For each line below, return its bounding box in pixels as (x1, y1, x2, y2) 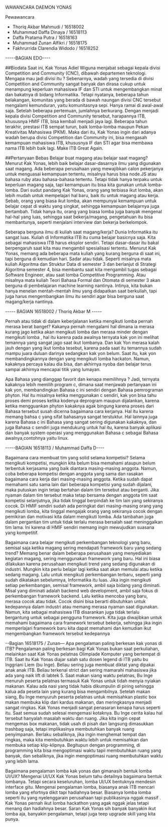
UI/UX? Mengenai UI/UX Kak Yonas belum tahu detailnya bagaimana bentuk (5, 774, 162, 779)
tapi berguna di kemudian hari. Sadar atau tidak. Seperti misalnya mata (5, 256, 151, 262)
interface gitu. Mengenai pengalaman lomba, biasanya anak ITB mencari (5, 784, 155, 790)
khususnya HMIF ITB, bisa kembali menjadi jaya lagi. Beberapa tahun (5, 119, 147, 124)
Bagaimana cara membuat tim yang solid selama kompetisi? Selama (5, 455, 145, 460)
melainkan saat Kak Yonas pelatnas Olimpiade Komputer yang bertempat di (5, 651, 160, 657)
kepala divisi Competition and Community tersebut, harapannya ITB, (5, 113, 146, 119)
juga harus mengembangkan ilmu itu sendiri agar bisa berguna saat (5, 293, 144, 299)
